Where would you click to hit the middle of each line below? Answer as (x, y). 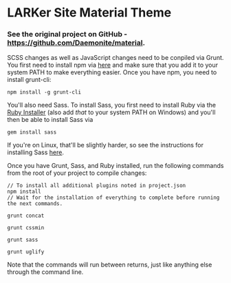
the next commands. (35, 204)
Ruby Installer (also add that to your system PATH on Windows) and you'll (111, 112)
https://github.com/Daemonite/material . (76, 43)
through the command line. (45, 272)
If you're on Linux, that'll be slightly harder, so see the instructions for (106, 145)
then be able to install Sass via (50, 120)
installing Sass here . (35, 152)
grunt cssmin (26, 228)
